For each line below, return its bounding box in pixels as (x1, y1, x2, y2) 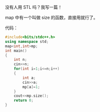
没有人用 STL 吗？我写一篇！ (5, 4, 62, 10)
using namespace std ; (5, 39, 49, 44)
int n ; (14, 57, 27, 62)
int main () (5, 48, 27, 53)
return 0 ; (14, 98, 34, 103)
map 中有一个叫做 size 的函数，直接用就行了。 (5, 15, 98, 20)
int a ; (22, 75, 36, 80)
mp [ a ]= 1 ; (22, 84, 40, 89)
